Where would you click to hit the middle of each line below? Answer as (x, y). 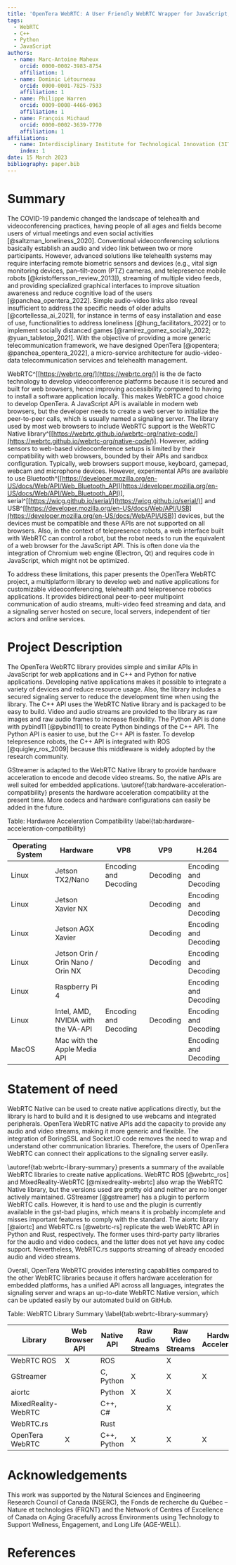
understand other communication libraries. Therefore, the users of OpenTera (118, 1145)
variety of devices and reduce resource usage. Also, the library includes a (114, 689)
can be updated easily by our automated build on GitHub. (90, 1300)
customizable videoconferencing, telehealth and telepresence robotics (110, 589)
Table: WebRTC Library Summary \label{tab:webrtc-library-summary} (108, 1313)
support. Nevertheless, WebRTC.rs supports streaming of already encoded (116, 1249)
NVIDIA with (75, 1020)
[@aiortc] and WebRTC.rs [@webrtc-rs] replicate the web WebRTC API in (113, 1226)
